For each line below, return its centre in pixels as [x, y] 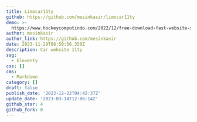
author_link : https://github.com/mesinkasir [61, 39]
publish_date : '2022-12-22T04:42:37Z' [53, 93]
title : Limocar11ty [30, 11]
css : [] [16, 66]
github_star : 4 [25, 104]
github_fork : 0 [25, 110]
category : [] [22, 83]
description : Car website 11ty [44, 50]
